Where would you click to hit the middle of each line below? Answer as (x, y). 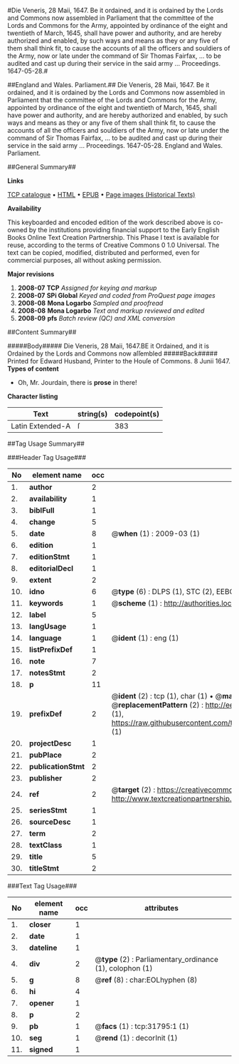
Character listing (33, 396)
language (46, 638)
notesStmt (47, 673)
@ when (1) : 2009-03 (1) (156, 533)
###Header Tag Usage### (47, 457)
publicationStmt (57, 767)
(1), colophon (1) (124, 968)
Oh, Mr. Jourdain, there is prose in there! (77, 382)
